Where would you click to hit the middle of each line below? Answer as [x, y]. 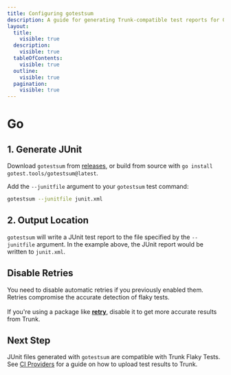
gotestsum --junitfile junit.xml [55, 199]
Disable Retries [40, 273]
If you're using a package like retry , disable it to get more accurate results [112, 311]
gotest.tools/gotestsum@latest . [53, 173]
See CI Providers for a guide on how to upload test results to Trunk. [102, 364]
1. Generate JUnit [45, 149]
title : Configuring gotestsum [51, 13]
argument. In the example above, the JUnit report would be [120, 244]
